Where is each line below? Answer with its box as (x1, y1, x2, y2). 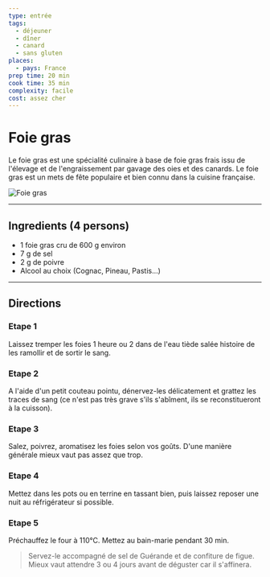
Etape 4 (8, 470, 39, 481)
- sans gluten (15, 49, 63, 57)
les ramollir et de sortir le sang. (8, 348, 111, 357)
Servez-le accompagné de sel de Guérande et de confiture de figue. (27, 550, 255, 560)
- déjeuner (15, 27, 52, 35)
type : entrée (8, 11, 52, 20)
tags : (8, 19, 27, 27)
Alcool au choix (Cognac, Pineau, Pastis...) (19, 266, 161, 275)
